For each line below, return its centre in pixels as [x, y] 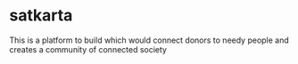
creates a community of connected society [88, 49]
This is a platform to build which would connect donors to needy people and [149, 40]
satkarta [41, 16]
